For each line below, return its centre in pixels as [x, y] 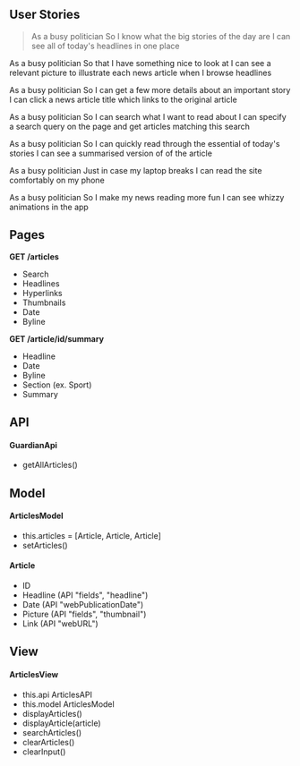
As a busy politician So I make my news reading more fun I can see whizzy [147, 197]
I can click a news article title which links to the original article [123, 99]
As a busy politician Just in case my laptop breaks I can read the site [136, 170]
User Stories [45, 15]
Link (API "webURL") [60, 624]
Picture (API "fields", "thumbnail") [84, 614]
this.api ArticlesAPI [57, 694]
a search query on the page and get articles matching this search [130, 126]
